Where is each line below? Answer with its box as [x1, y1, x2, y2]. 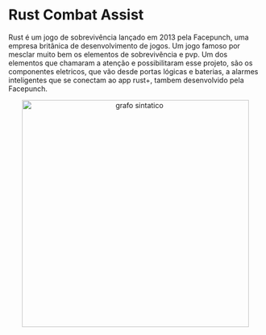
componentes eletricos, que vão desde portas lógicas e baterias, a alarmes [8, 66, 259, 76]
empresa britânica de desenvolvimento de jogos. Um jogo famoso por [8, 40, 240, 50]
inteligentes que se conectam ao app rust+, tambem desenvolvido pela [8, 75, 244, 85]
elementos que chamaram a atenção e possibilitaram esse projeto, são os [8, 58, 253, 68]
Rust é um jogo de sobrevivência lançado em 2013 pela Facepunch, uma [8, 32, 249, 42]
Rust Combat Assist [8, 6, 144, 24]
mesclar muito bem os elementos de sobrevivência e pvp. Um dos [8, 49, 228, 59]
